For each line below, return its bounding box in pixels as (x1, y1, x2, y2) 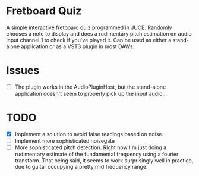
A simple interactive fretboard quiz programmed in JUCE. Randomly (6, 24, 172, 31)
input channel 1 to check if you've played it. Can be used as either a (6, 36, 172, 43)
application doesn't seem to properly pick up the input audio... (14, 90, 168, 97)
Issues (6, 64, 40, 77)
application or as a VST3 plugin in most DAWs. (21, 43, 135, 50)
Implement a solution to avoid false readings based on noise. (14, 130, 164, 137)
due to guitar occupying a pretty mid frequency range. (14, 164, 148, 171)
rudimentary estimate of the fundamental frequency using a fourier (14, 150, 179, 158)
